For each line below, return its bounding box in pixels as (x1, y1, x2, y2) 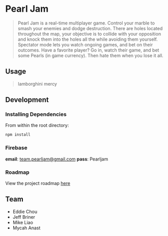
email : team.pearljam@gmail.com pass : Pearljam (5, 156, 108, 162)
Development (5, 95, 49, 104)
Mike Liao (12, 219, 33, 225)
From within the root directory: (5, 122, 69, 128)
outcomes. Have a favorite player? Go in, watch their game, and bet (17, 47, 159, 53)
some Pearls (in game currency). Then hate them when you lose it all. (17, 52, 164, 59)
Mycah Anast (12, 225, 41, 231)
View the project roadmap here (5, 180, 70, 186)
